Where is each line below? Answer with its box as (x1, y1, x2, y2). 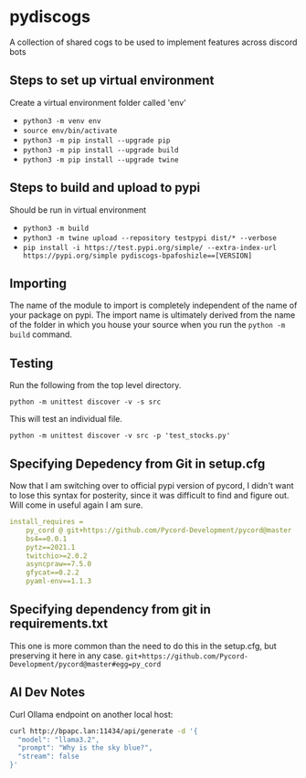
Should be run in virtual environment (9, 204, 147, 216)
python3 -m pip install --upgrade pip (22, 135, 171, 145)
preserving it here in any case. (9, 650, 124, 661)
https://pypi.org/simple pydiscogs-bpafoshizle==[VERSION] (22, 251, 253, 260)
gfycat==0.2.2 (26, 568, 79, 577)
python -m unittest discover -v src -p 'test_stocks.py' (9, 431, 231, 440)
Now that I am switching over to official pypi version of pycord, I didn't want (9, 480, 294, 490)
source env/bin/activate (22, 126, 118, 135)
